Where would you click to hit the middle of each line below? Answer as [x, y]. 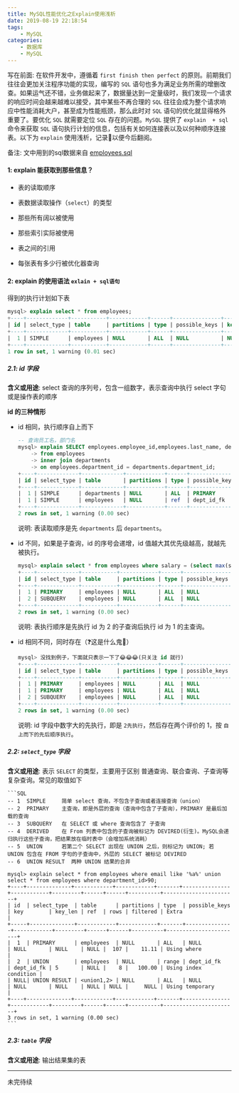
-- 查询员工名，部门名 [47, 441]
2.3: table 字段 [29, 1041]
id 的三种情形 [27, 412]
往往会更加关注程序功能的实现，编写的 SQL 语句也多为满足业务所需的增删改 [117, 83]
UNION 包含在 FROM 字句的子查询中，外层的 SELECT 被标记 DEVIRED [97, 854]
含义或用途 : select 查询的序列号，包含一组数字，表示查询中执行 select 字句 [117, 388]
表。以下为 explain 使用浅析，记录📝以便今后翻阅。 [82, 137]
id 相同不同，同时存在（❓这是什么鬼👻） [75, 641]
